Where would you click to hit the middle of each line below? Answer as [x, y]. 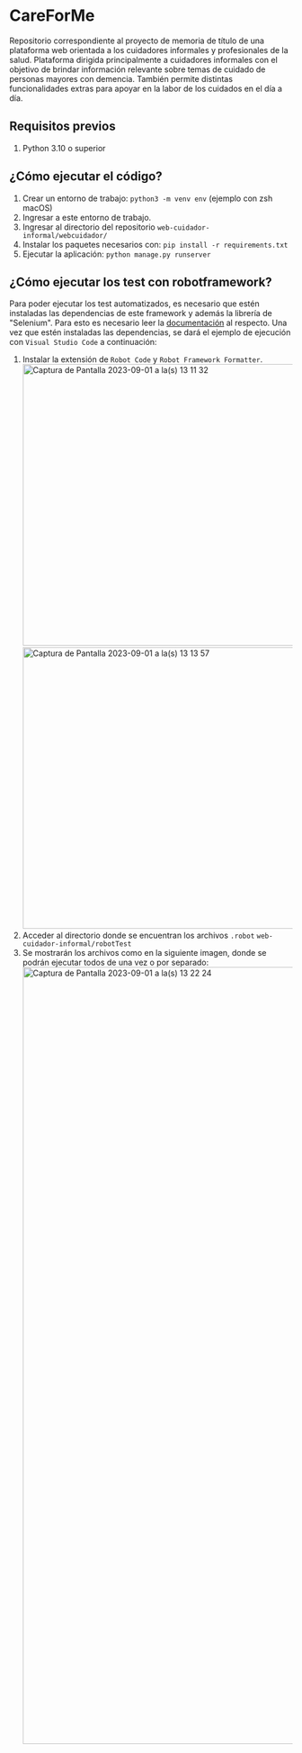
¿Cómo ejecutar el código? [86, 177]
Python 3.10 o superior [64, 148]
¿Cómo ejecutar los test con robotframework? [141, 282]
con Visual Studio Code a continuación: [83, 342]
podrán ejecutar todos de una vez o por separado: [115, 963]
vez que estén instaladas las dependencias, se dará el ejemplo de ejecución [150, 332]
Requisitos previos [62, 127]
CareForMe [52, 16]
